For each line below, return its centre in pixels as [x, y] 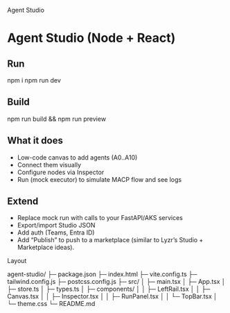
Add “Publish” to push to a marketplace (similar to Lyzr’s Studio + [110, 240]
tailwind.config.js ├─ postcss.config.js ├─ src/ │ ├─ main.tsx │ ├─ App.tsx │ [116, 282]
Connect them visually [49, 164]
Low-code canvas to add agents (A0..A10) [77, 157]
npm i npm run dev [34, 80]
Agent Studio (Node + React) [91, 38]
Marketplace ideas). [46, 247]
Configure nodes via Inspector [61, 172]
